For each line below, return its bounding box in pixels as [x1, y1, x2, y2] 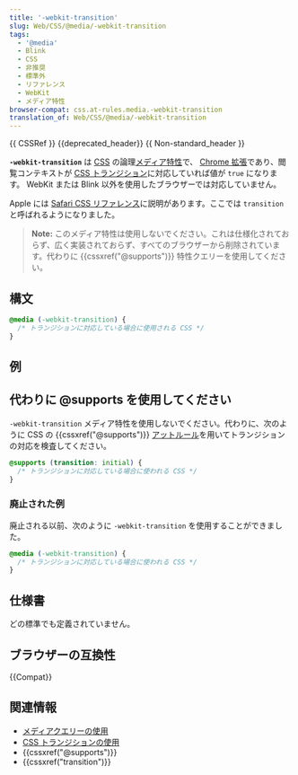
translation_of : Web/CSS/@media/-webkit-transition [9, 113, 206, 122]
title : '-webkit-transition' [9, 13, 118, 22]
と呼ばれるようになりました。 [9, 209, 119, 220]
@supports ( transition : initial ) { [9, 458, 143, 467]
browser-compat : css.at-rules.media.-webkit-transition [9, 105, 223, 114]
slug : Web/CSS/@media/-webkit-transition [9, 22, 167, 31]
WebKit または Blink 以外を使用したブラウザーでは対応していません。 [26, 179, 281, 189]
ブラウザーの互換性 [9, 647, 116, 663]
